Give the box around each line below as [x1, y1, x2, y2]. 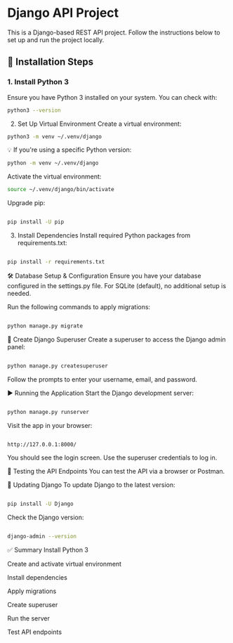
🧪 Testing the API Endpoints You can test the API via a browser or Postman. [7, 467, 225, 476]
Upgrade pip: [7, 199, 46, 207]
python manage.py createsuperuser [7, 362, 109, 370]
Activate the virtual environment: [7, 172, 102, 181]
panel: [7, 342, 26, 351]
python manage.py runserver [7, 408, 90, 415]
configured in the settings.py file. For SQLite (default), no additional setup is [7, 281, 227, 290]
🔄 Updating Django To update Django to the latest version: [7, 481, 175, 489]
